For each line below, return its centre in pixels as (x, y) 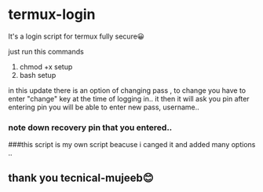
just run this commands (46, 51)
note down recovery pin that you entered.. (90, 127)
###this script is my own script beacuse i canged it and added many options (132, 145)
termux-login (52, 15)
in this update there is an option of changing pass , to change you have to (127, 90)
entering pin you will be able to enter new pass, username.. (104, 107)
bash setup (38, 75)
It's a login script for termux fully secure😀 (77, 36)
